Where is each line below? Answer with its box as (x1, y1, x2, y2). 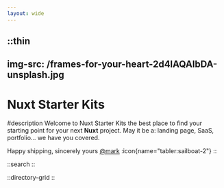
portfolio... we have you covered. (7, 134, 100, 142)
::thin (7, 36, 31, 47)
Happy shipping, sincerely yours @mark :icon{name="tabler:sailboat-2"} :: (7, 147, 217, 155)
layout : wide (7, 10, 45, 17)
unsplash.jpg (7, 69, 65, 81)
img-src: (7, 59, 45, 70)
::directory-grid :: (7, 174, 55, 182)
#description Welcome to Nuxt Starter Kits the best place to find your (7, 119, 203, 127)
